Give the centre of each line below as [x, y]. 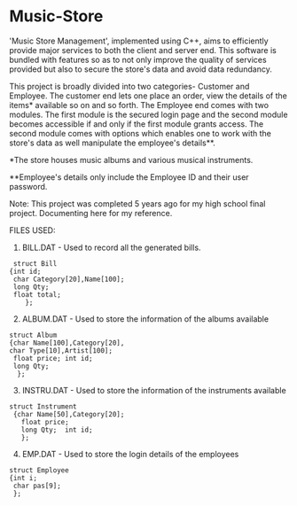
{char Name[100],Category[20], [67, 343]
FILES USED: [32, 230]
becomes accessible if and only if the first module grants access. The [137, 124]
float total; [37, 294]
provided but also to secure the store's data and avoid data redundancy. [141, 69]
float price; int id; [53, 358]
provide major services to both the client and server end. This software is [143, 50]
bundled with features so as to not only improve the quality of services [138, 59]
